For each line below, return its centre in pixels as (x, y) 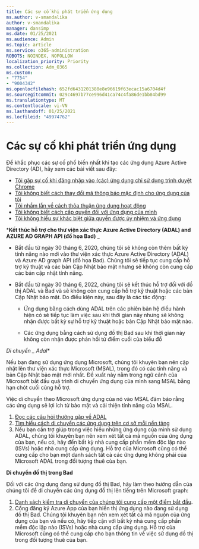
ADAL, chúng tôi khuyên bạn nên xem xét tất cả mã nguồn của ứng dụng (104, 436)
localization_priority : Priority (48, 61)
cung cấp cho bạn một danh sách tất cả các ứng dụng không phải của (101, 455)
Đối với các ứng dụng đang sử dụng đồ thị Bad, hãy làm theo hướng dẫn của (99, 484)
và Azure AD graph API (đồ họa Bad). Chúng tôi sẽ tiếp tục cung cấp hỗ (102, 261)
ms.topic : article (29, 45)
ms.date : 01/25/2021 (32, 34)
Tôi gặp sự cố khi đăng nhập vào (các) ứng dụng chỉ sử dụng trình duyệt (103, 181)
